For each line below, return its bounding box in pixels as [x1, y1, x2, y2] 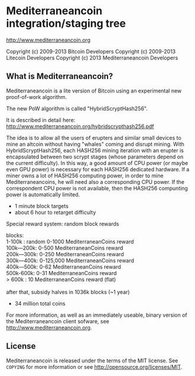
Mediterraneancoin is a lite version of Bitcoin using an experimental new [6, 87, 182, 94]
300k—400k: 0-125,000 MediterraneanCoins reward [6, 257, 135, 264]
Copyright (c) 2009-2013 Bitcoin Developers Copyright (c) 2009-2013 [6, 47, 176, 55]
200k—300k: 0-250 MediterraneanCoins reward [6, 250, 124, 257]
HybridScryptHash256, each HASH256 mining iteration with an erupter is [6, 146, 184, 154]
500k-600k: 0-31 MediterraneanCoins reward [6, 269, 117, 276]
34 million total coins [14, 299, 66, 307]
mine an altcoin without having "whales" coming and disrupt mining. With [6, 141, 185, 148]
